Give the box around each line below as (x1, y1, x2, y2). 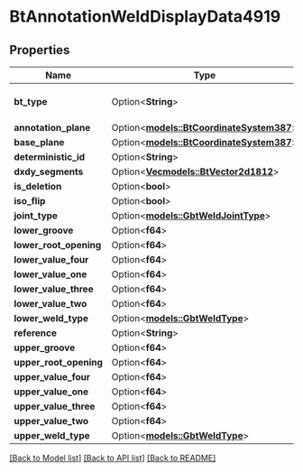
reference (14, 327, 57, 339)
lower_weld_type (14, 312, 88, 324)
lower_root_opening (14, 239, 102, 251)
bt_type (14, 96, 48, 107)
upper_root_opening (14, 356, 104, 368)
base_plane (14, 136, 65, 148)
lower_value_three (14, 282, 94, 295)
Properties (9, 42, 70, 58)
